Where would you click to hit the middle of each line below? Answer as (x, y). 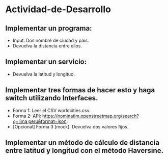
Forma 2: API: (27, 116)
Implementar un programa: (49, 28)
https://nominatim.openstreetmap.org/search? (91, 116)
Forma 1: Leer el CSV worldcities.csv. (51, 110)
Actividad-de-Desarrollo (58, 9)
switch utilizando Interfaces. (52, 98)
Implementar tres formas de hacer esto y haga (80, 90)
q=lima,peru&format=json (39, 121)
